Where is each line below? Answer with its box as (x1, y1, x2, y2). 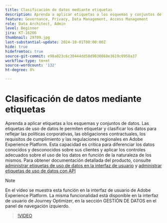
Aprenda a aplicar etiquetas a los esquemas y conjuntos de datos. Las (5, 120, 150, 126)
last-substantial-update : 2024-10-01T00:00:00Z (5, 40, 106, 45)
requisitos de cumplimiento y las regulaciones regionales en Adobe (5, 136, 143, 142)
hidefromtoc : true (5, 49, 43, 54)
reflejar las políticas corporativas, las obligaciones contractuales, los (5, 130, 146, 137)
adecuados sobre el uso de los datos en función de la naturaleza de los (5, 152, 152, 158)
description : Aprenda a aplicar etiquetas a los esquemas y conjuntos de (5, 12, 162, 17)
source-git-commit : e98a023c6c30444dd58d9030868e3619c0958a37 (5, 53, 137, 59)
